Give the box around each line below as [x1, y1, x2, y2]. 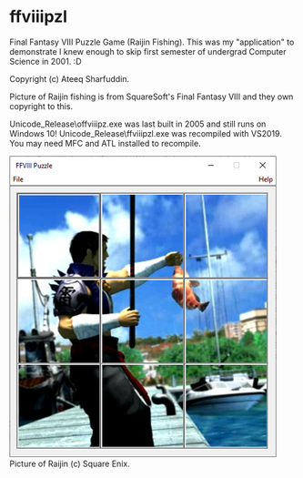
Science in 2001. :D [9, 56, 82, 66]
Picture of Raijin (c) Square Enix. [9, 458, 130, 469]
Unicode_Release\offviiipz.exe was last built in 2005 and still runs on [9, 118, 267, 129]
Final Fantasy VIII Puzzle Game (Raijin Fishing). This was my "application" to [9, 36, 295, 47]
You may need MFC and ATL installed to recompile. [9, 137, 202, 148]
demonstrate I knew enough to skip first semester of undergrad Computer [9, 46, 287, 56]
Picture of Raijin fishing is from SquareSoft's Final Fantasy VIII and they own [9, 91, 294, 102]
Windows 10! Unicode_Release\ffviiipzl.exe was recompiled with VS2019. [9, 127, 282, 138]
